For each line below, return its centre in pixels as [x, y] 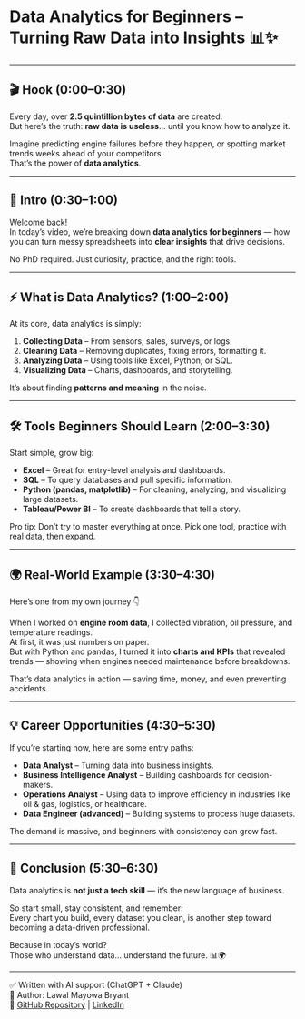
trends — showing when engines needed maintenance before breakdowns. [150, 661]
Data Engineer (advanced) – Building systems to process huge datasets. [159, 813]
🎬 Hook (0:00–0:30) [68, 90]
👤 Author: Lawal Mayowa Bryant [69, 994]
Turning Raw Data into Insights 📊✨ [144, 38]
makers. [38, 784]
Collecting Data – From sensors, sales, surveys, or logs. [128, 341]
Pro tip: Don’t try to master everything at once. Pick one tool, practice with [148, 527]
